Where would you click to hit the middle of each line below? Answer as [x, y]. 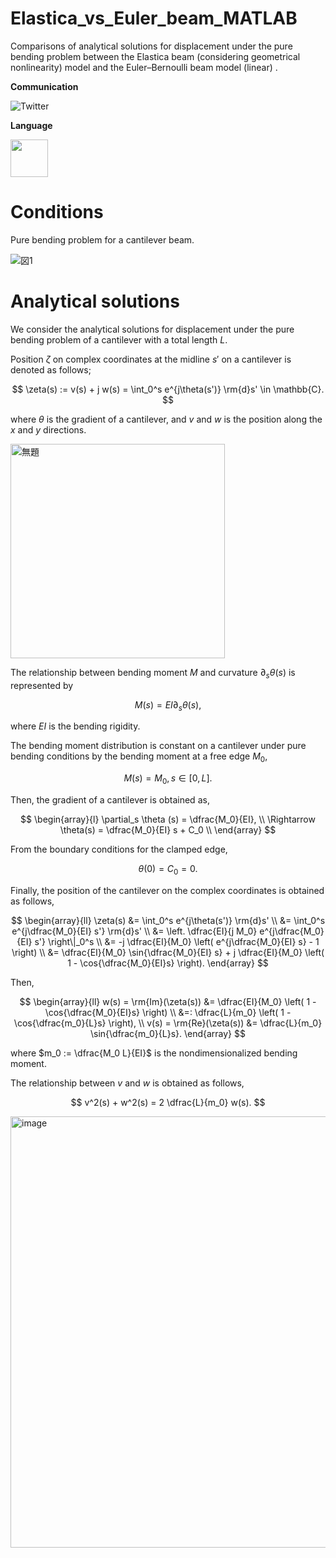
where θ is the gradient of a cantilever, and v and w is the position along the [166, 419]
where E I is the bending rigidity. [75, 726]
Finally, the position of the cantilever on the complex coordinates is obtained [167, 890]
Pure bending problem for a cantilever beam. [102, 239]
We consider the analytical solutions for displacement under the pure [152, 329]
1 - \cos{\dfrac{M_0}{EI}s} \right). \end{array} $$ [168, 963]
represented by [42, 685]
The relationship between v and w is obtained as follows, [127, 1083]
